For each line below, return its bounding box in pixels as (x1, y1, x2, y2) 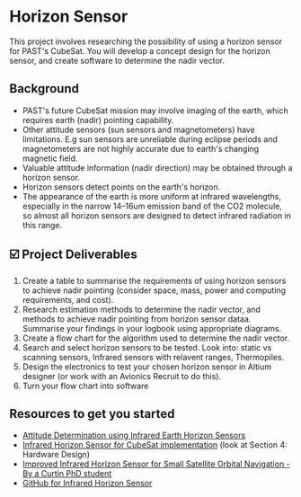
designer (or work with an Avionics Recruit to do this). (22, 370, 222, 381)
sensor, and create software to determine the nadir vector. (9, 55, 225, 66)
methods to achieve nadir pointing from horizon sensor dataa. (22, 313, 252, 324)
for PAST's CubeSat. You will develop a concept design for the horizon (9, 45, 271, 56)
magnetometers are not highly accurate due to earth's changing (22, 143, 260, 154)
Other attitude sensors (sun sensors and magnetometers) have (22, 124, 256, 135)
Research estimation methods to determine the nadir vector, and (22, 304, 261, 315)
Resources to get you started (9, 406, 175, 422)
